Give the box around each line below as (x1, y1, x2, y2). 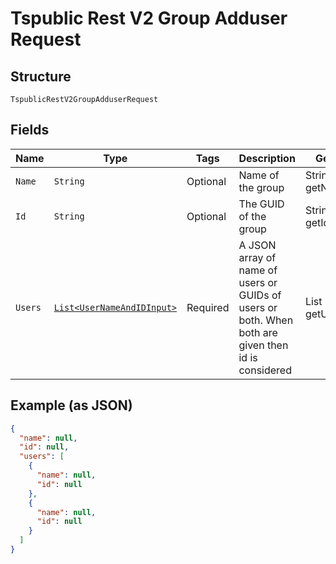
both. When (238, 313, 294, 327)
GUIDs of (238, 288, 282, 302)
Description (238, 151, 296, 165)
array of (238, 250, 277, 264)
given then (238, 338, 289, 352)
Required (186, 300, 230, 314)
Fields (10, 122, 50, 139)
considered (238, 363, 292, 377)
